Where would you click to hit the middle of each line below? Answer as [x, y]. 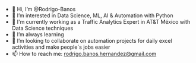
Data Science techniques [42, 28]
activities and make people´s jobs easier [61, 47]
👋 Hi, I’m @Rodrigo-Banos [44, 9]
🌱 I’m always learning [38, 34]
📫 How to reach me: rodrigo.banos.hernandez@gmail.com [84, 54]
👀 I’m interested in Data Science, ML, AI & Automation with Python [92, 15]
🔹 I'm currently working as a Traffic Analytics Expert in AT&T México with [101, 22]
